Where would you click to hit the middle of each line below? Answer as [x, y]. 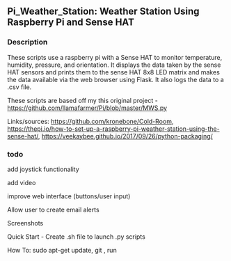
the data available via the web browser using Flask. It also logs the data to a [115, 79]
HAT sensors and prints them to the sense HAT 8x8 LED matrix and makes [114, 72]
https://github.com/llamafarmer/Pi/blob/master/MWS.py [87, 108]
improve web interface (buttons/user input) [69, 196]
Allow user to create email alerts [53, 209]
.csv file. [19, 87]
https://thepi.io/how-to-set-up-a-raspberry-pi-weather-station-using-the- [114, 129]
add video [22, 182]
